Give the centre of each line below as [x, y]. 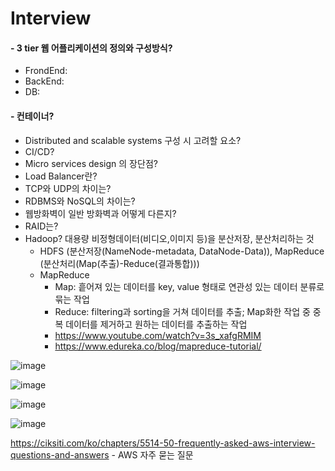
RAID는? [41, 226]
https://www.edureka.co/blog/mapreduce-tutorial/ [158, 346]
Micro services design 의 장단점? [91, 163]
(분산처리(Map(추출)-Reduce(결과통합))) [119, 263]
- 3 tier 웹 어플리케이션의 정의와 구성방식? [91, 48]
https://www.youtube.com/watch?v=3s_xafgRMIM [158, 335]
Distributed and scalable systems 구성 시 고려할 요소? [133, 140]
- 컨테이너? [32, 116]
